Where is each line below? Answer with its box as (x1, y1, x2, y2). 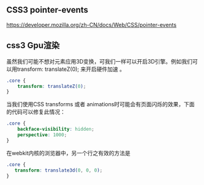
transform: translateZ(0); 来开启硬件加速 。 (17, 65, 126, 73)
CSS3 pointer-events (6, 5, 89, 15)
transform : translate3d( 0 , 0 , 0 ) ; (14, 167, 103, 173)
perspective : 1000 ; (17, 132, 67, 138)
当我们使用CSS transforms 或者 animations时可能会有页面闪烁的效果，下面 (6, 101, 195, 108)
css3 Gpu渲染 (6, 40, 60, 51)
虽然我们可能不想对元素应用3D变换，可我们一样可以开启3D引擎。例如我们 (6, 57, 193, 65)
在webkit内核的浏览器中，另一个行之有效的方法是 (6, 149, 130, 156)
